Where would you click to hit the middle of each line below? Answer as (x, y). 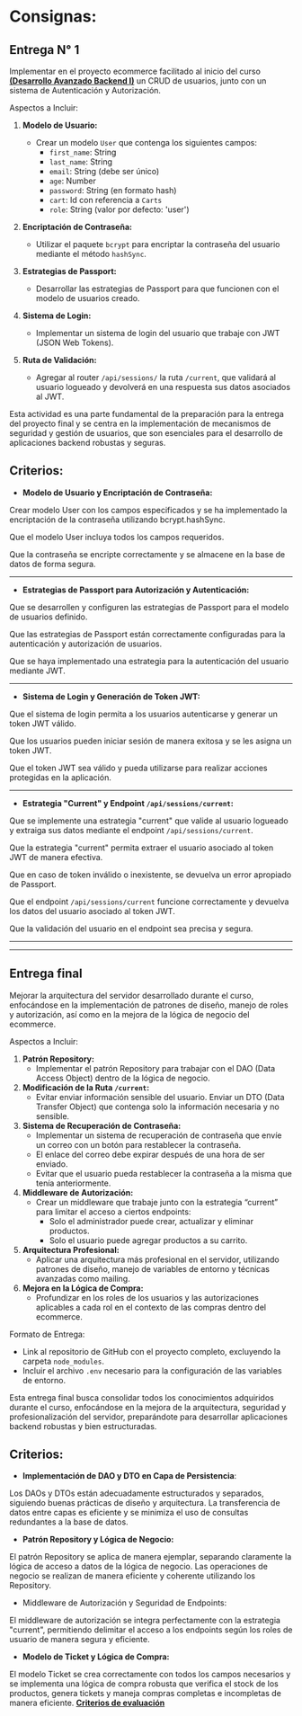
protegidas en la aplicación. (61, 777)
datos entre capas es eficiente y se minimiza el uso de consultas (129, 1513)
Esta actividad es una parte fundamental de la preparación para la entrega (147, 414)
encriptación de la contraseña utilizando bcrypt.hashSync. (118, 520)
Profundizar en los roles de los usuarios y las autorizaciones (147, 1297)
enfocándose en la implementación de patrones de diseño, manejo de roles (149, 1005)
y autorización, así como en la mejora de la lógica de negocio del (129, 1014)
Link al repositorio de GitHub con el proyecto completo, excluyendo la (151, 1351)
